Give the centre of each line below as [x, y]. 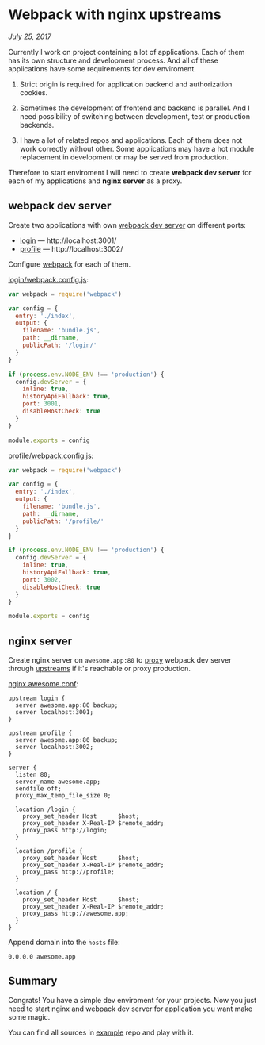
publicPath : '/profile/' [63, 521]
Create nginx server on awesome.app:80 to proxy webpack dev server [120, 660]
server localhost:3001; [54, 713]
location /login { [46, 810]
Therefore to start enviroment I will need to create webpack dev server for [130, 172]
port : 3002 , [42, 580]
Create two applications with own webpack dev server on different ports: [127, 225]
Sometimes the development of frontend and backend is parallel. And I [135, 108]
